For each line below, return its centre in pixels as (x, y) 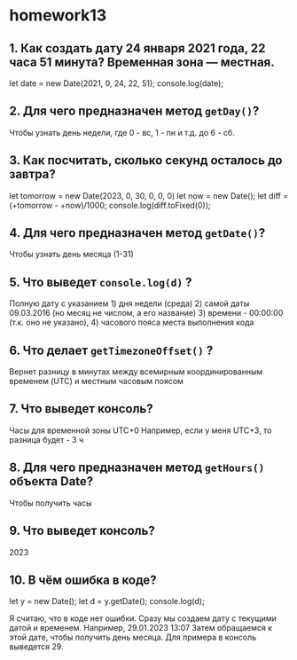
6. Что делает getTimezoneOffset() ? (111, 350)
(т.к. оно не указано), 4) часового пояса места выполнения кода (132, 322)
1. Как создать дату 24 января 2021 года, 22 (137, 48)
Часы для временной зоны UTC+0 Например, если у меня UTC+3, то (141, 430)
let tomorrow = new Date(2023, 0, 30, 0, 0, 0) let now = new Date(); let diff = (149, 195)
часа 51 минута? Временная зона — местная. (142, 62)
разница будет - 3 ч (47, 439)
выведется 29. (36, 647)
